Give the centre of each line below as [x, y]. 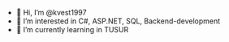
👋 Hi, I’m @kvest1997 [51, 13]
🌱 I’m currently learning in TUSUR [72, 29]
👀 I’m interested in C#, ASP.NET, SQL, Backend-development [118, 21]
